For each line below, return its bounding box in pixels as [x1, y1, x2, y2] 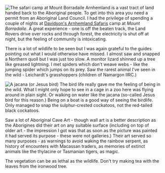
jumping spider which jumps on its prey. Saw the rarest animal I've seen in [5, 67, 156, 72]
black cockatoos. [5, 107, 40, 113]
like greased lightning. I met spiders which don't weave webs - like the [5, 62, 148, 67]
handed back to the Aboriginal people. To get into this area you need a [5, 10, 148, 16]
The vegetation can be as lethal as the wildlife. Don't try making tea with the [5, 158, 159, 164]
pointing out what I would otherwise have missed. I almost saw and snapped [5, 51, 160, 57]
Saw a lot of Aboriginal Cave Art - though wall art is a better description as [5, 117, 156, 123]
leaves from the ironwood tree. [5, 163, 67, 169]
